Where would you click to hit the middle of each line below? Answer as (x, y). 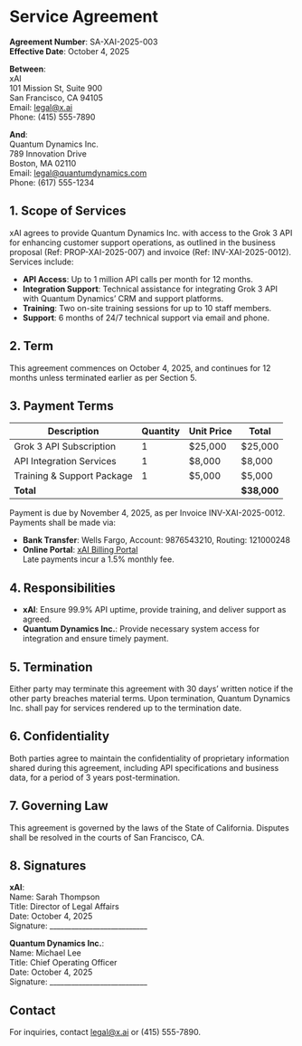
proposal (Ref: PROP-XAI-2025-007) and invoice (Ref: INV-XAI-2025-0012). (151, 252)
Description (73, 432)
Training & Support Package (73, 476)
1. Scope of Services (68, 211)
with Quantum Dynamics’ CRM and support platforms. (123, 298)
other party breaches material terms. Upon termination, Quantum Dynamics (150, 698)
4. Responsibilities (62, 588)
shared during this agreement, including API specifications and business (144, 767)
